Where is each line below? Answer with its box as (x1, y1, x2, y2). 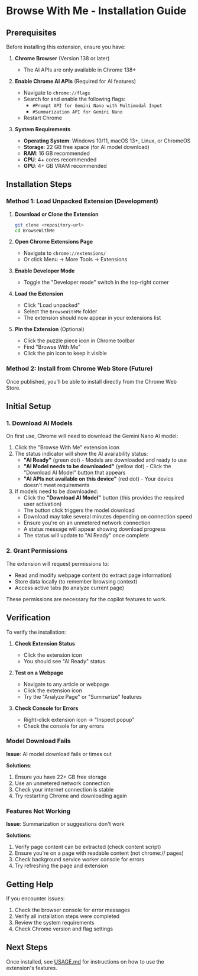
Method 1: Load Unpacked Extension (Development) (6, 197, 158, 205)
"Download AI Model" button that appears (23, 469, 126, 476)
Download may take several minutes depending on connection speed (23, 513, 192, 520)
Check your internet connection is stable (14, 786, 114, 793)
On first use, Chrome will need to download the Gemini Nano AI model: (6, 433, 178, 440)
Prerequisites (6, 28, 57, 38)
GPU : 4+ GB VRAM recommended (23, 163, 107, 169)
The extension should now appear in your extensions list (23, 314, 161, 322)
